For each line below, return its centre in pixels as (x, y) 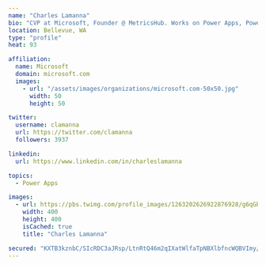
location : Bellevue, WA (47, 30)
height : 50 (47, 104)
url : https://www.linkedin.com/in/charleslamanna (99, 161)
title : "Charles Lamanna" (65, 234)
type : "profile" (35, 38)
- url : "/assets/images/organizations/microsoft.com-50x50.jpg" (131, 89)
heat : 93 (23, 45)
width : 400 (40, 212)
